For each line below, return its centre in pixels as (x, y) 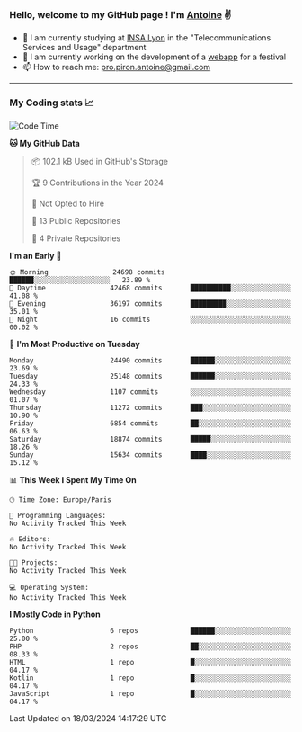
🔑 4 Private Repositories (76, 238)
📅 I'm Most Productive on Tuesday (75, 344)
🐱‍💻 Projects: (34, 562)
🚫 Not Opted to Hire (68, 203)
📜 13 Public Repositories (76, 220)
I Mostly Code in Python (55, 614)
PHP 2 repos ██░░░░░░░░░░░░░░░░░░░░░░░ (151, 647)
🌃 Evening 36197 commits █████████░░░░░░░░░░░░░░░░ (151, 304)
